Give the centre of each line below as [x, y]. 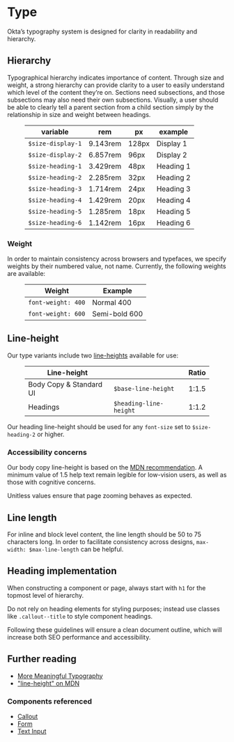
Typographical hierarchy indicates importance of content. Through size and [116, 77]
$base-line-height [144, 388]
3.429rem [105, 166]
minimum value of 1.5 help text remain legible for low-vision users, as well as [117, 475]
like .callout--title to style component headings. [80, 616]
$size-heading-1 [55, 166]
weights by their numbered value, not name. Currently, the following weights [117, 266]
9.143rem [105, 144]
